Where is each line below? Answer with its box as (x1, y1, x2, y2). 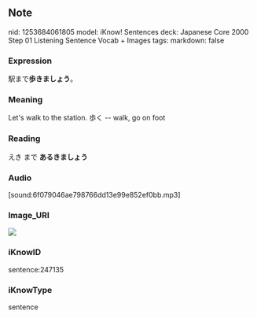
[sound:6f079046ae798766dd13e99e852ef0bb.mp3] (8, 190, 181, 199)
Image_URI (8, 209, 50, 220)
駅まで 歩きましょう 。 (8, 74, 77, 83)
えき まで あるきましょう (8, 152, 88, 161)
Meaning (8, 94, 43, 105)
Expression (8, 55, 53, 66)
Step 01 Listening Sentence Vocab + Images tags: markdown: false (8, 35, 225, 45)
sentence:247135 (8, 264, 64, 274)
